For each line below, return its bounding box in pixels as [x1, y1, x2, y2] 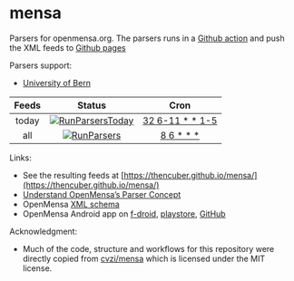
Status [76, 99, 107, 111]
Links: [9, 152, 32, 163]
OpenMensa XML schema [22, 199, 120, 209]
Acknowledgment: [9, 226, 78, 237]
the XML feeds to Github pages [9, 42, 126, 53]
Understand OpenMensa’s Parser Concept [22, 189, 181, 199]
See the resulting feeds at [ [22, 170, 124, 180]
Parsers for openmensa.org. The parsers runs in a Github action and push [9, 33, 286, 44]
